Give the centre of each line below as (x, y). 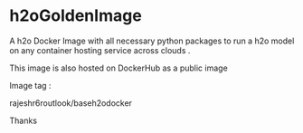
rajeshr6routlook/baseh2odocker (71, 103)
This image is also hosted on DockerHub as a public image (118, 68)
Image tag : (30, 85)
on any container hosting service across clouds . (100, 50)
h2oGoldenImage (76, 16)
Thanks (24, 120)
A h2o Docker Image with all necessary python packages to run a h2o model (152, 41)
